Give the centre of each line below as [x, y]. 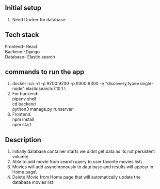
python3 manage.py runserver [42, 109]
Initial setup [23, 8]
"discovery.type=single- [129, 84]
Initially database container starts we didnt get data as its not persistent [83, 151]
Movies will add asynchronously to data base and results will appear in [83, 167]
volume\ [20, 157]
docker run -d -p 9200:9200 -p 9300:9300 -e [58, 84]
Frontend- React [21, 46]
